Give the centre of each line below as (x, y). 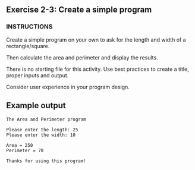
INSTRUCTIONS (29, 27)
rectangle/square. (28, 46)
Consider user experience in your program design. (68, 87)
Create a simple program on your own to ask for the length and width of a (96, 40)
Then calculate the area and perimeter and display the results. (82, 57)
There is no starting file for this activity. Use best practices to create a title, (97, 69)
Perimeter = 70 (25, 150)
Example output (36, 106)
